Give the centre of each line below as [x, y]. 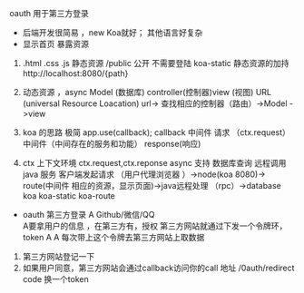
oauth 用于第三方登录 [49, 13]
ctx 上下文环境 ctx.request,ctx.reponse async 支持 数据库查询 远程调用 [154, 163]
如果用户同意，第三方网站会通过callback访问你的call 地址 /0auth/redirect [158, 268]
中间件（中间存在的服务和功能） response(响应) [112, 144]
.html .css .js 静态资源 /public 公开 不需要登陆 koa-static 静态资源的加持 [156, 63]
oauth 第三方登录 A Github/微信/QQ [88, 215]
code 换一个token [55, 279]
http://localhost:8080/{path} [75, 73]
